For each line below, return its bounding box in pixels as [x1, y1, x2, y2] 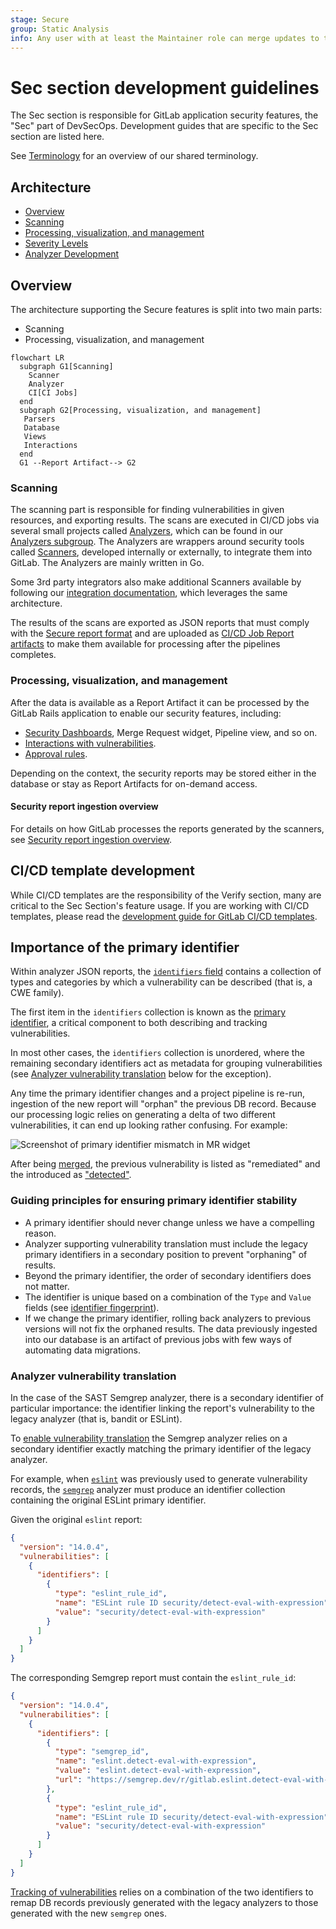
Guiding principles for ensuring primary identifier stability [10, 1194, 298, 1208]
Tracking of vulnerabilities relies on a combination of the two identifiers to [10, 1886, 314, 1898]
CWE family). [10, 987, 65, 999]
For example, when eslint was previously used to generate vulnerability [10, 1472, 308, 1485]
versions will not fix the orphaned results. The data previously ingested [24, 1322, 318, 1335]
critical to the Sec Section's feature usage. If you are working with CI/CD [10, 899, 310, 911]
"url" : [54, 1775, 83, 1785]
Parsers [23, 414, 56, 424]
